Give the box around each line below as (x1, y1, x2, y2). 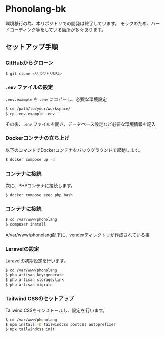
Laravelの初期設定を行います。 (5, 258, 69, 264)
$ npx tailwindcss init (5, 326, 55, 332)
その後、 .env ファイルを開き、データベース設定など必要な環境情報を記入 (5, 121, 156, 127)
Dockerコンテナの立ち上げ (5, 135, 70, 142)
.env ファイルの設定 (5, 84, 53, 91)
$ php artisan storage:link (5, 277, 64, 283)
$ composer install (5, 222, 46, 227)
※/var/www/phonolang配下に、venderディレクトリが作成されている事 (5, 232, 150, 238)
